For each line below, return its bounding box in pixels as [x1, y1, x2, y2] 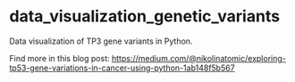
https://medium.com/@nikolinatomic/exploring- [111, 53, 286, 63]
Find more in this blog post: [9, 53, 110, 63]
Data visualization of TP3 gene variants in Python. [9, 36, 193, 46]
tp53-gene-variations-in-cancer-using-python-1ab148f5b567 [9, 62, 235, 73]
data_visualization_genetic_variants [9, 6, 280, 27]
